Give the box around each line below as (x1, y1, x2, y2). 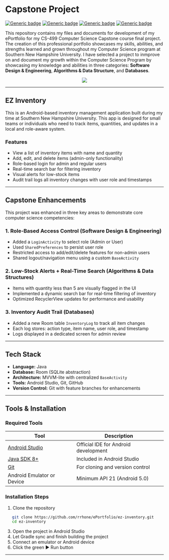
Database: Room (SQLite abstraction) (12, 369, 91, 375)
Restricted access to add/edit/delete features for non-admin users (12, 250, 150, 256)
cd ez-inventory (12, 519, 46, 524)
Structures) (5, 274, 34, 281)
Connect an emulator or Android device (12, 539, 95, 545)
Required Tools (5, 419, 43, 426)
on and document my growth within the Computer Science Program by (5, 57, 152, 63)
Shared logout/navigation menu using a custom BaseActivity (12, 255, 139, 261)
